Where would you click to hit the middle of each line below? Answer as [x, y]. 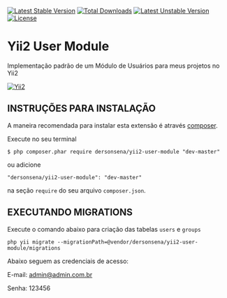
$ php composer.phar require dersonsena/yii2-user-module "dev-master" [113, 151]
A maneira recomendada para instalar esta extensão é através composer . [112, 125]
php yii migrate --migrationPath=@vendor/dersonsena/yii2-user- [103, 242]
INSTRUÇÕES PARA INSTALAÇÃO [81, 109]
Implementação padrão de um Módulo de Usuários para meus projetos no [113, 66]
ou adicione [24, 165]
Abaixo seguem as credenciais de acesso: [68, 261]
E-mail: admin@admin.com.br [50, 274]
